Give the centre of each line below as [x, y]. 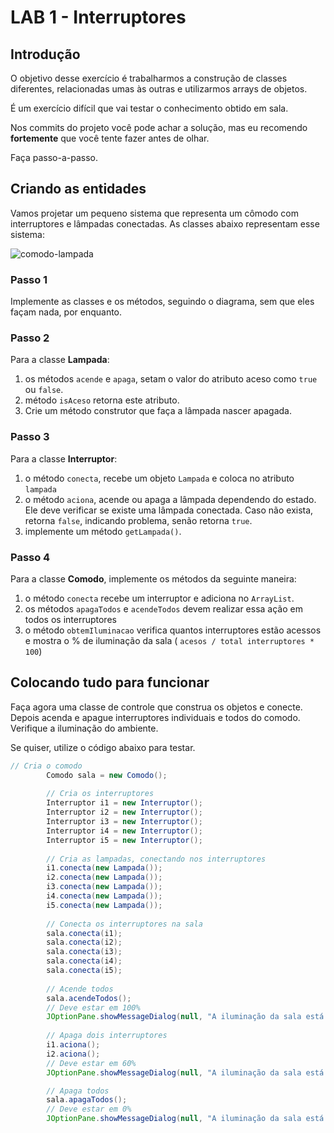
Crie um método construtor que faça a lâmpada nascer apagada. [158, 411]
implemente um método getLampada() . [103, 531]
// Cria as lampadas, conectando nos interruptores [156, 859]
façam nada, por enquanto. [66, 312]
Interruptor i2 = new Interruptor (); [124, 812]
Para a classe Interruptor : [64, 458]
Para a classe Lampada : [60, 360]
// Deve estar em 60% [91, 1063]
